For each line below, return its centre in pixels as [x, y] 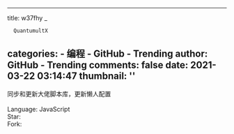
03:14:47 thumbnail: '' [86, 76]
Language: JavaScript [39, 109]
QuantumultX [31, 31]
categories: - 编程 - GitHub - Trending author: [108, 54]
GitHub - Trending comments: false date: [98, 65]
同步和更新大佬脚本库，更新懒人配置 [59, 94]
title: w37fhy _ [27, 18]
